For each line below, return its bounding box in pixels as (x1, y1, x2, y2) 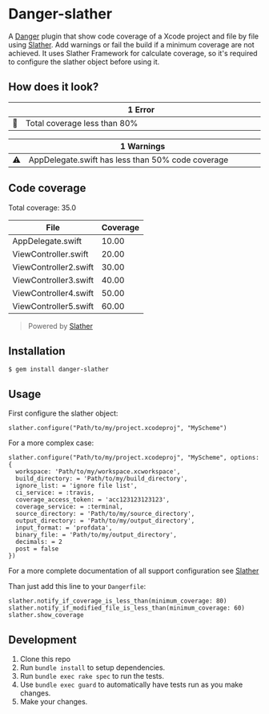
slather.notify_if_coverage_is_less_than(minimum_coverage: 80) (8, 597, 227, 606)
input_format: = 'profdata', (15, 524, 113, 532)
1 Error (127, 103, 155, 115)
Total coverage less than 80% (25, 117, 139, 128)
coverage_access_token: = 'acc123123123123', (15, 496, 171, 504)
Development (8, 633, 78, 647)
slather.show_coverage (8, 611, 84, 619)
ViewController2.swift (12, 262, 94, 273)
